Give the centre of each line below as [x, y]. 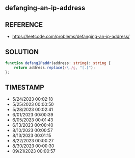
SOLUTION [22, 52]
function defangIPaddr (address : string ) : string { [58, 63]
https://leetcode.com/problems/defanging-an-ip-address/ [71, 37]
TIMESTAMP [25, 88]
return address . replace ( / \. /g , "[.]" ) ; [55, 68]
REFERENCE [24, 25]
